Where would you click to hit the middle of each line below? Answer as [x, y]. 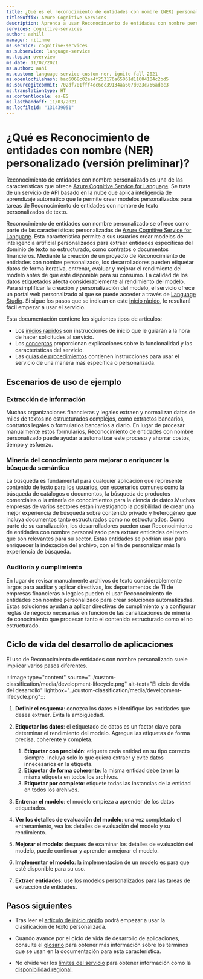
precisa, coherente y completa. [54, 739]
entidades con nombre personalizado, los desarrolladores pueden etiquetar [100, 262]
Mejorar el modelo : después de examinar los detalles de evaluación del [104, 844]
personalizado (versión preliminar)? [98, 163]
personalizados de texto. [37, 212]
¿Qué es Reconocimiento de [78, 137]
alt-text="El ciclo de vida [159, 684]
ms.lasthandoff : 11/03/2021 [42, 102]
